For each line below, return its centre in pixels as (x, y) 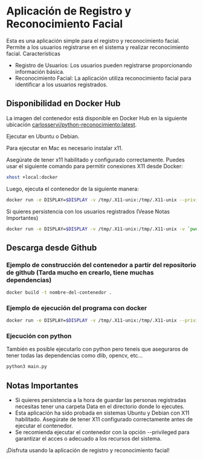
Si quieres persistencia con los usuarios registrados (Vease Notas (88, 211)
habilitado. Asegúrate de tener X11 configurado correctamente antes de (104, 420)
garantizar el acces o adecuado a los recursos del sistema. (88, 439)
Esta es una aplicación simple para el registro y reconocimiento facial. (93, 40)
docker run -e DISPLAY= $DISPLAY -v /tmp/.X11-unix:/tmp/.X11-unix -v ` (98, 229)
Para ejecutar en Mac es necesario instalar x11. (64, 148)
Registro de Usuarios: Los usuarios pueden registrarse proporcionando (103, 65)
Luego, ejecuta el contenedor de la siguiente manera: (72, 189)
